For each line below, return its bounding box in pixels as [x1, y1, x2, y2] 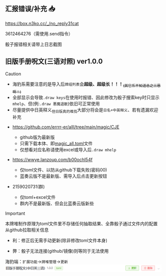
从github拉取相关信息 [5, 227, 49, 233]
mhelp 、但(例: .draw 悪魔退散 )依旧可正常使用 [12, 101, 100, 107]
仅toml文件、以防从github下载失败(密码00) [19, 167, 107, 173]
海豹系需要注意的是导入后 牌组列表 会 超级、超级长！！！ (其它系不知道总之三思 [12, 81, 161, 88]
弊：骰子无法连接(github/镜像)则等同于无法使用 [12, 248, 109, 254]
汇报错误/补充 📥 [5, 4, 56, 13]
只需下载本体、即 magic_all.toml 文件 [19, 141, 93, 147]
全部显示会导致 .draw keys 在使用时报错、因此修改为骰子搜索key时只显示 [12, 94, 160, 100]
